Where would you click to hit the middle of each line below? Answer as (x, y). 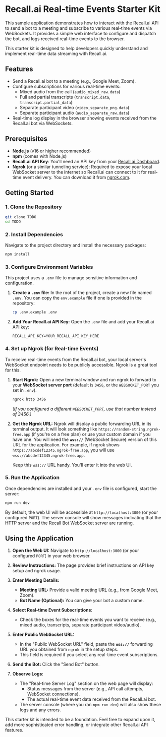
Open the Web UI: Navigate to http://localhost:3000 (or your (76, 550)
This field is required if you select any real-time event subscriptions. (89, 654)
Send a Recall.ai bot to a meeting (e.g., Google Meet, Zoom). (74, 81)
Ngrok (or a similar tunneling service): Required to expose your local (82, 167)
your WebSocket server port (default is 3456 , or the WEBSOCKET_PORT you (86, 385)
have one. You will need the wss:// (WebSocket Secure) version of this (84, 439)
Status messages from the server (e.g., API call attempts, (85, 688)
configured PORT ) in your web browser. (51, 555)
